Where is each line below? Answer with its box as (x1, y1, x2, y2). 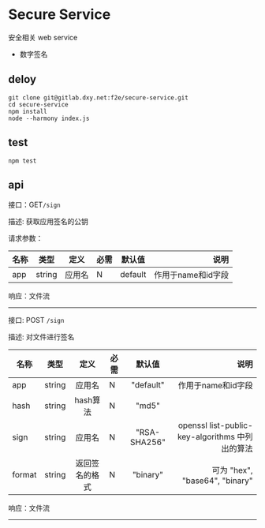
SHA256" (129, 436, 166, 447)
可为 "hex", (211, 465, 253, 476)
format (12, 470, 37, 481)
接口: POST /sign (8, 316, 65, 325)
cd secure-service (8, 100, 69, 108)
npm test (8, 156, 37, 165)
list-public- (208, 420, 253, 431)
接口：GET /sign (8, 200, 61, 210)
